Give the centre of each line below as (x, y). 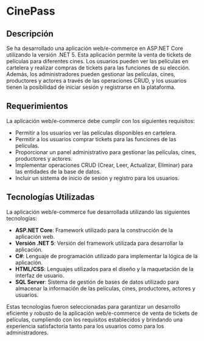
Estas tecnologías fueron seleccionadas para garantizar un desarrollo (93, 306)
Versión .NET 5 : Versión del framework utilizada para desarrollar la (99, 243)
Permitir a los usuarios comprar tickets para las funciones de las (96, 139)
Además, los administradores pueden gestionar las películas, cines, (91, 74)
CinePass (31, 11)
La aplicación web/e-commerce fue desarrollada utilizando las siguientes (98, 212)
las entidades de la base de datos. (58, 171)
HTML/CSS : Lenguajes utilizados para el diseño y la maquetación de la (104, 269)
